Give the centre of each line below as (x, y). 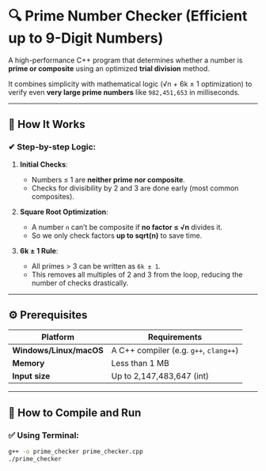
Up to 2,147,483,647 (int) (160, 376)
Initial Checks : (44, 164)
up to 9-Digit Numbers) (86, 38)
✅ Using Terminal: (44, 435)
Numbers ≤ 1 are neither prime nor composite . (108, 179)
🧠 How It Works (47, 124)
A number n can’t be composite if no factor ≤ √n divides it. (127, 227)
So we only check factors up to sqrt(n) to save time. (117, 236)
